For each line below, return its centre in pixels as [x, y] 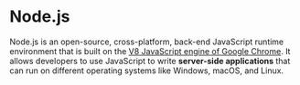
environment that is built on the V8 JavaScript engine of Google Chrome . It [150, 51]
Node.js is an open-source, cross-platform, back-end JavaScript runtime [147, 42]
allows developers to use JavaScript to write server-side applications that [150, 61]
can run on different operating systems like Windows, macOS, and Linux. [147, 71]
